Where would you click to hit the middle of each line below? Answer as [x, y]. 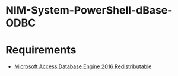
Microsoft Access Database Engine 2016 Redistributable [83, 66]
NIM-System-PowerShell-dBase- [89, 10]
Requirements [41, 50]
